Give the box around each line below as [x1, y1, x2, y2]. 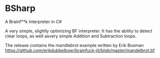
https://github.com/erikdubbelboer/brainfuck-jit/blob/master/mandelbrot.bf [5, 47, 155, 53]
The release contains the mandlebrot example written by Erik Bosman [5, 42, 144, 48]
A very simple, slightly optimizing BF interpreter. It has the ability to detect [5, 28, 153, 34]
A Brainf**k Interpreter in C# [5, 19, 62, 24]
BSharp [5, 3, 35, 14]
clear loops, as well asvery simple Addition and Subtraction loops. [5, 33, 137, 39]
